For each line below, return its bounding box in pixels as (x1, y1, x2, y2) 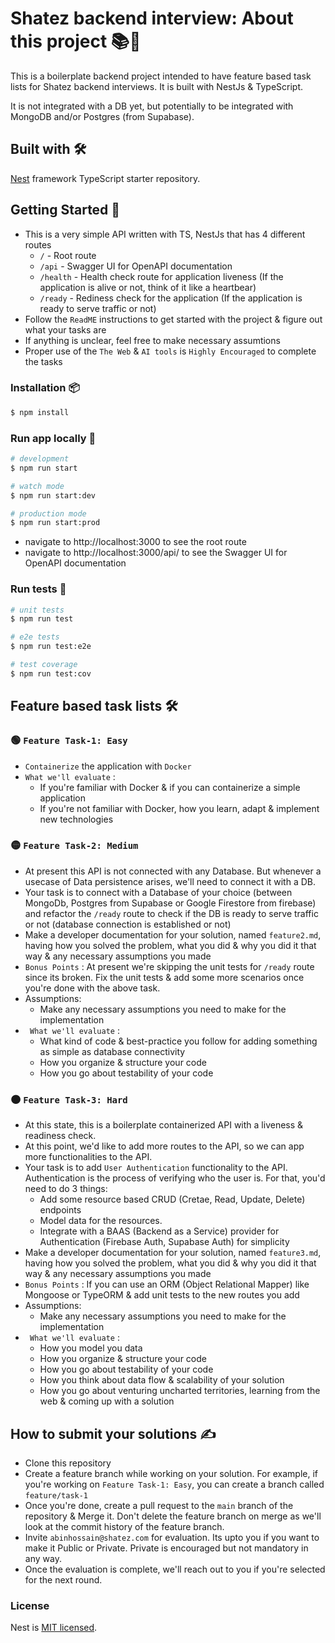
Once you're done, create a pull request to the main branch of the (24, 1499, 294, 1511)
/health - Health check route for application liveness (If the (39, 270, 284, 282)
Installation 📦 (10, 381, 80, 395)
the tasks (24, 355, 63, 367)
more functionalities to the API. (24, 1151, 153, 1163)
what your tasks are (24, 323, 107, 336)
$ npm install (10, 407, 70, 417)
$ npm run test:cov (10, 668, 92, 679)
